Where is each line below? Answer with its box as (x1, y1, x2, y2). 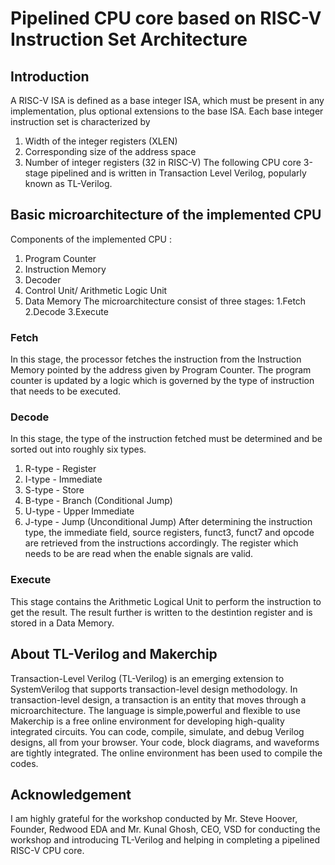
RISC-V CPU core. (10, 845, 85, 857)
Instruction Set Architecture (10, 28, 248, 51)
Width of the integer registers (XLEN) (24, 135, 178, 147)
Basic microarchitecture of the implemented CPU (10, 207, 322, 224)
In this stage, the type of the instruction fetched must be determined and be (10, 433, 323, 445)
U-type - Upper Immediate (24, 505, 135, 517)
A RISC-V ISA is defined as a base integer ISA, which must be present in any (10, 95, 325, 106)
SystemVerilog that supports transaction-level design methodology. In (10, 683, 298, 695)
